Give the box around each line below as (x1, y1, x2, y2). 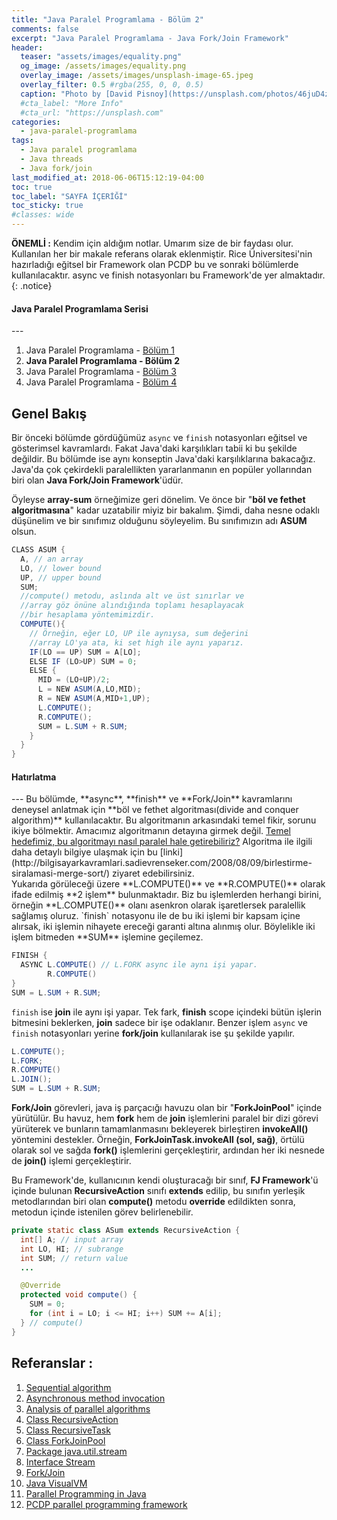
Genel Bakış (11, 405, 88, 422)
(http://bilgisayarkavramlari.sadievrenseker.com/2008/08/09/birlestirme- (11, 857, 313, 869)
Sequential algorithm (25, 1381, 112, 1393)
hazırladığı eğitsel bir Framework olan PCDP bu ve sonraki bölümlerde (11, 259, 299, 270)
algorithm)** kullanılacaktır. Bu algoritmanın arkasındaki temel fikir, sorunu (11, 814, 317, 826)
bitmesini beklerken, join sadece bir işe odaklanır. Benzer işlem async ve (11, 1016, 308, 1028)
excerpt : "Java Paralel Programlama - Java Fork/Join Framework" (11, 33, 289, 43)
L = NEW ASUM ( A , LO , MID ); (37, 684, 142, 695)
